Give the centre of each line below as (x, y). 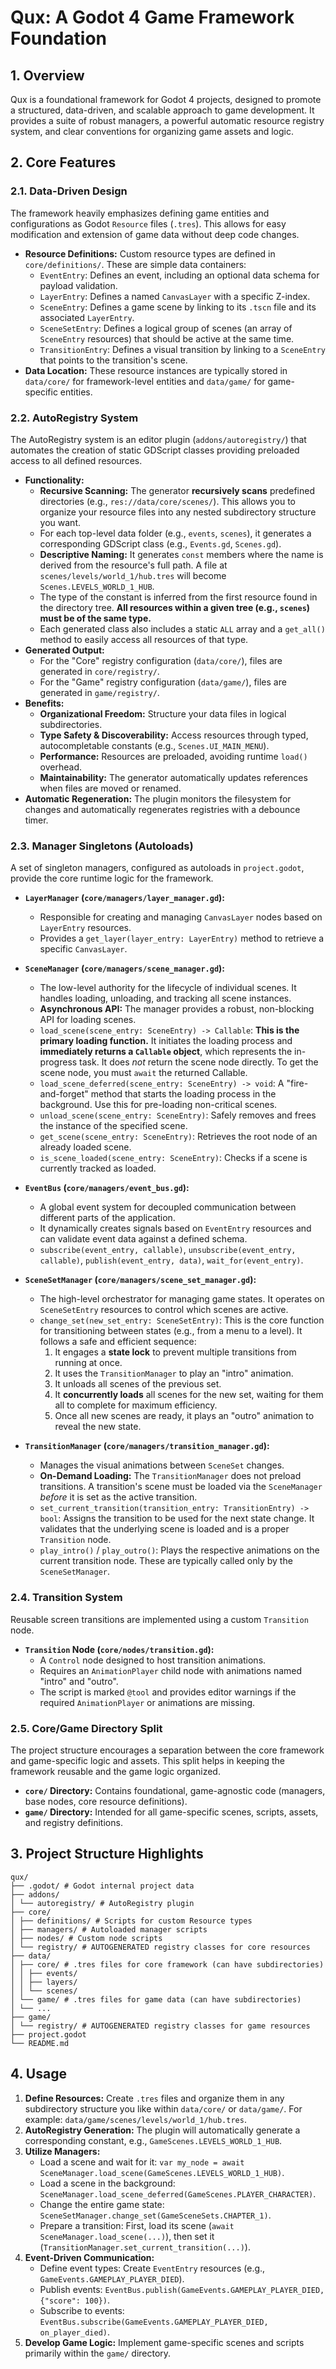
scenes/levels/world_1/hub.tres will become (133, 575)
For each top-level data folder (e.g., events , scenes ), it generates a (175, 533)
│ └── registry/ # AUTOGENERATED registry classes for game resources (160, 2026)
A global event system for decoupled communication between (168, 1207)
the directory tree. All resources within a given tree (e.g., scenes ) (175, 607)
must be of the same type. (95, 618)
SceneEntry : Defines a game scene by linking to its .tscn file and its (178, 307)
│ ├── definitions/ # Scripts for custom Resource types (131, 1921)
